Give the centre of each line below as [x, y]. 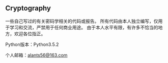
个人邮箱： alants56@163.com [36, 55]
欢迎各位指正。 [30, 34]
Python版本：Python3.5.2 [32, 44]
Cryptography [28, 8]
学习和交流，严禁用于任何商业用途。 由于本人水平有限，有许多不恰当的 [84, 27]
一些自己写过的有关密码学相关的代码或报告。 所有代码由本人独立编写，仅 [82, 21]
